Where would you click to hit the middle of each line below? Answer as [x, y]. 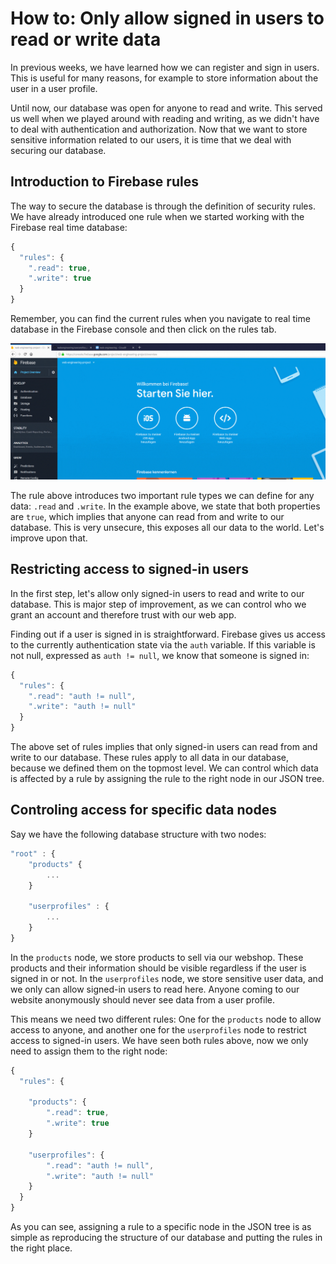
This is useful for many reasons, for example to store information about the [164, 78]
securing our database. [58, 150]
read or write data [86, 39]
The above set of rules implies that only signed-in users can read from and [164, 747]
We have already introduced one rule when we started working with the [157, 216]
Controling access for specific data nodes [143, 810]
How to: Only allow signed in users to [167, 18]
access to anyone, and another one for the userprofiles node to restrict [158, 1029]
